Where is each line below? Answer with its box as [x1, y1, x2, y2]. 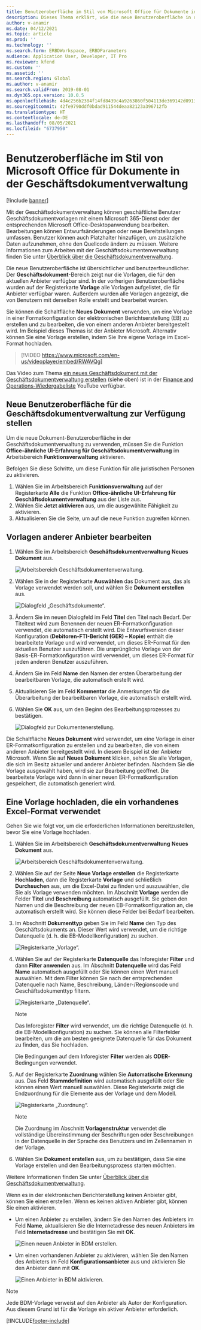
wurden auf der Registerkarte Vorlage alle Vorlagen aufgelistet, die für [6, 283, 180, 291]
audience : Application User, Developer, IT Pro [6, 53, 127, 59]
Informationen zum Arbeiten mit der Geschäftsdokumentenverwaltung [6, 246, 179, 253]
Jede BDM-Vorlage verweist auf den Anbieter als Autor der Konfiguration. [6, 1299, 188, 1307]
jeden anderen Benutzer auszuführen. [14, 658, 109, 665]
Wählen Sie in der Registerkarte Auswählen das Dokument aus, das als [14, 578, 191, 585]
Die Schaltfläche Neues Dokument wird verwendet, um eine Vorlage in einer [6, 735, 195, 742]
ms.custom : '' [6, 64, 42, 71]
